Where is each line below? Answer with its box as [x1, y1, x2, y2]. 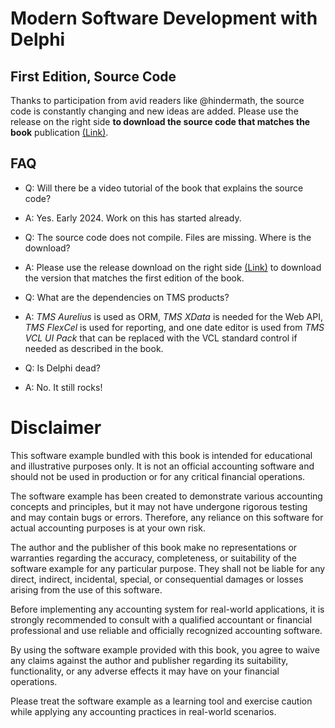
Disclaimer [10, 417, 102, 439]
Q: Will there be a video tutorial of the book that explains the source [24, 182, 304, 194]
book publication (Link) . [10, 127, 109, 138]
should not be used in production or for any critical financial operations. [10, 470, 306, 482]
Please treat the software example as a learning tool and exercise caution [10, 695, 313, 707]
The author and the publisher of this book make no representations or [10, 541, 298, 553]
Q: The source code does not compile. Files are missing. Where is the [24, 231, 312, 243]
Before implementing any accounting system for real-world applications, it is [10, 603, 325, 615]
